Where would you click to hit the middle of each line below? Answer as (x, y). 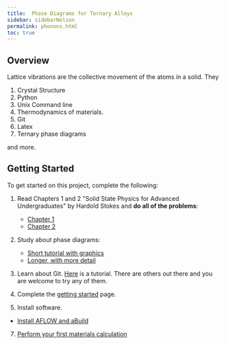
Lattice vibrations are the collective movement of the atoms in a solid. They (113, 77)
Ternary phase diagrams (52, 134)
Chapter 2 (41, 226)
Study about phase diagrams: (59, 239)
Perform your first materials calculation (72, 334)
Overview (28, 60)
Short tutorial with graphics (65, 253)
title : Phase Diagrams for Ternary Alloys (70, 13)
